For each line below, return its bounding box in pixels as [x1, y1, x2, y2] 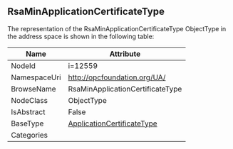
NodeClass [11, 95, 48, 105]
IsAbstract [11, 106, 46, 116]
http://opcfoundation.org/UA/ [68, 72, 166, 82]
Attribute [109, 49, 141, 59]
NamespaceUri [11, 72, 62, 82]
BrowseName [11, 84, 56, 94]
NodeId [11, 60, 36, 70]
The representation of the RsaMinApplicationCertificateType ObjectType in [7, 24, 227, 33]
